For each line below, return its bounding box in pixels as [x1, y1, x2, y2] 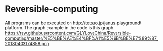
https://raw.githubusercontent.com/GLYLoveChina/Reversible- [5, 30, 131, 36]
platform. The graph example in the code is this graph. [5, 25, 115, 30]
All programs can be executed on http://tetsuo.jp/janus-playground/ [5, 20, 142, 25]
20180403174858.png [5, 40, 49, 46]
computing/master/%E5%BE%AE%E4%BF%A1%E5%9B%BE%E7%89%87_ [5, 35, 158, 41]
